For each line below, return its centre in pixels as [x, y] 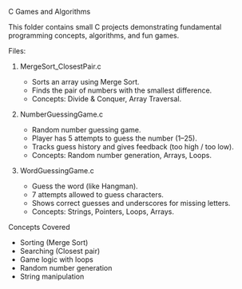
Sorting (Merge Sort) [54, 242]
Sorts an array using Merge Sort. [85, 82]
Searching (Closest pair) [60, 251]
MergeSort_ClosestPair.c [60, 66]
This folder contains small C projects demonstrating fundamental [115, 27]
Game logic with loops [56, 259]
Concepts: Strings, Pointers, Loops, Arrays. [103, 212]
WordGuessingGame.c [57, 170]
